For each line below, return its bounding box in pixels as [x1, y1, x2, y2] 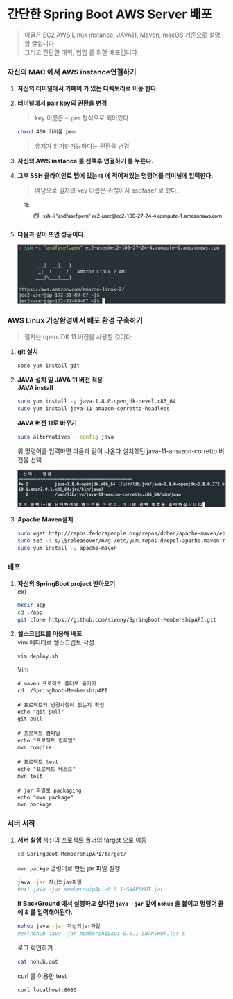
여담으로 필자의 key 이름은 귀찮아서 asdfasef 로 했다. [34, 186, 179, 195]
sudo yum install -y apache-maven [17, 544, 117, 551]
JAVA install [17, 383, 53, 391]
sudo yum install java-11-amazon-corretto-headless [17, 405, 170, 412]
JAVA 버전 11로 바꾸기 [17, 419, 78, 427]
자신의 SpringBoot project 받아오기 [17, 579, 116, 587]
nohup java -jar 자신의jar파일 [17, 923, 101, 930]
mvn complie [17, 745, 52, 752]
